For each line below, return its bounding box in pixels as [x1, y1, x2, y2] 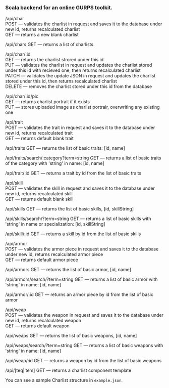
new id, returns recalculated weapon [5, 318, 82, 324]
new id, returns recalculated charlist [5, 26, 80, 32]
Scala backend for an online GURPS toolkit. [5, 4, 112, 11]
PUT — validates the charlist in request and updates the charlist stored [5, 62, 152, 68]
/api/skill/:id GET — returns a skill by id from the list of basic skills [5, 231, 141, 237]
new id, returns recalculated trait [5, 130, 73, 136]
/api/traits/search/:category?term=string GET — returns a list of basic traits [5, 155, 161, 161]
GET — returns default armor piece [5, 257, 78, 263]
